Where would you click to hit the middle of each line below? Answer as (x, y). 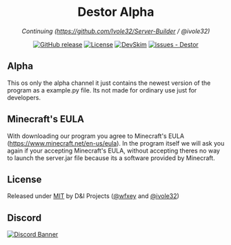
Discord (24, 218)
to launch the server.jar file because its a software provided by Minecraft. (111, 158)
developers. (24, 97)
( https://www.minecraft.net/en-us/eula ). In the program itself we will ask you (116, 143)
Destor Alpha (116, 12)
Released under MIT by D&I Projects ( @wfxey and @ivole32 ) (93, 196)
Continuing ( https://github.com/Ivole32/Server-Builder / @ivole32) (116, 31)
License (24, 179)
